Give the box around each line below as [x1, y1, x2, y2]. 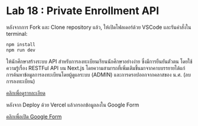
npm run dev [6, 47, 35, 53]
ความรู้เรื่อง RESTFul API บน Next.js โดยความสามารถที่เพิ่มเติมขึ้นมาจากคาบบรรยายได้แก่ [6, 64, 186, 71]
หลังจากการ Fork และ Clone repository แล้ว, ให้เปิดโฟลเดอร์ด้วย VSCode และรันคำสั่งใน [6, 24, 191, 31]
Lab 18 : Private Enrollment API [6, 4, 160, 18]
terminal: [6, 30, 28, 37]
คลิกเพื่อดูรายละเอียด [6, 89, 46, 97]
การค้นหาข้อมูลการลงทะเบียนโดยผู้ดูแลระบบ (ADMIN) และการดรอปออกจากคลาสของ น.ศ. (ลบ [6, 71, 191, 78]
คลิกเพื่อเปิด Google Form [6, 113, 62, 120]
